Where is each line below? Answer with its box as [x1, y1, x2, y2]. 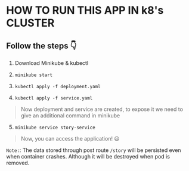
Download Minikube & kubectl [14, 60, 89, 66]
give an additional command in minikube [20, 112, 120, 119]
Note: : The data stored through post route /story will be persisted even [6, 147, 181, 154]
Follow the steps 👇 [6, 41, 77, 51]
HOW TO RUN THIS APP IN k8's [6, 4, 164, 17]
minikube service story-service [14, 125, 95, 130]
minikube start [14, 72, 53, 78]
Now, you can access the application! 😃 [20, 135, 120, 142]
